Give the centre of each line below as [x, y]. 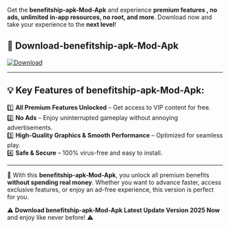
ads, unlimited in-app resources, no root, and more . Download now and [110, 17]
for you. [18, 197]
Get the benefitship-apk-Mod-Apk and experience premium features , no [112, 10]
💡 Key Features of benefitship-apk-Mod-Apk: [106, 91]
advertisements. [30, 127]
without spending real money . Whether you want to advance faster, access [114, 182]
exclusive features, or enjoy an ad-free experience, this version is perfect [111, 189]
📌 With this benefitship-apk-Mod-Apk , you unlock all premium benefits [108, 175]
